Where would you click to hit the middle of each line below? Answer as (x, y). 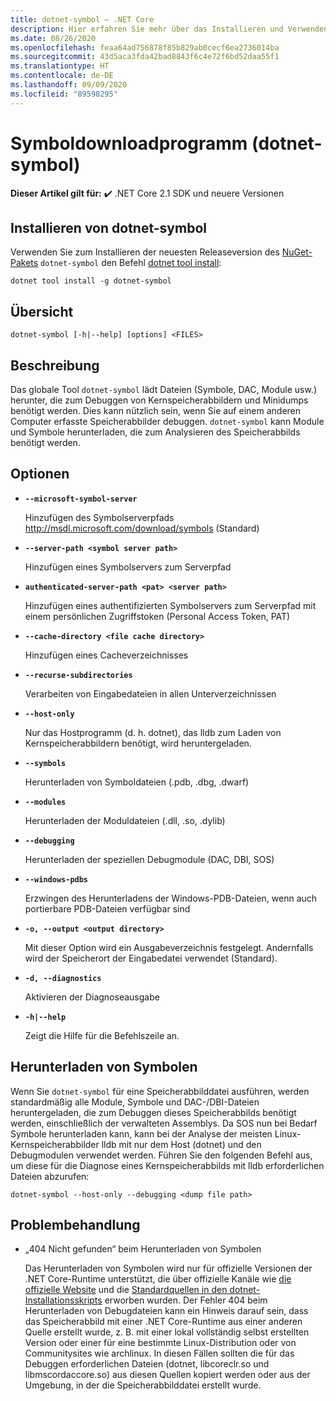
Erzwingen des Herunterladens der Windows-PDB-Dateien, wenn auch (171, 898)
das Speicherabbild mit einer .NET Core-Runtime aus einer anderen (163, 1322)
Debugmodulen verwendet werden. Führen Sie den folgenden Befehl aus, (161, 1155)
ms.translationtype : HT (60, 66)
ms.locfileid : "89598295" (64, 94)
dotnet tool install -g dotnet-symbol (91, 281)
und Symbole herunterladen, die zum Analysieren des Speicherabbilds (155, 432)
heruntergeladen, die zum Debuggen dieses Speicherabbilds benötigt (153, 1112)
